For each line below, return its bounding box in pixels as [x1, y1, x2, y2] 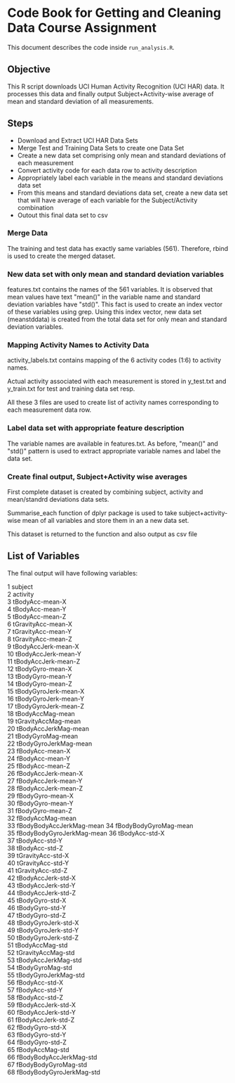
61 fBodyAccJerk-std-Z [7, 1016, 75, 1024]
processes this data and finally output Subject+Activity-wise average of [7, 89, 214, 98]
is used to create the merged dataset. [7, 252, 116, 260]
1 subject [7, 582, 34, 591]
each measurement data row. [7, 406, 92, 414]
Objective [7, 63, 51, 75]
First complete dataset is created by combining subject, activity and [7, 488, 203, 496]
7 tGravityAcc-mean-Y [7, 627, 72, 635]
